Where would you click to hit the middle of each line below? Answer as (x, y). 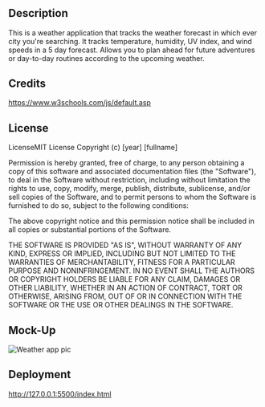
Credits (27, 83)
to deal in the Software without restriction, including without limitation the (129, 180)
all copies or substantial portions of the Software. (90, 230)
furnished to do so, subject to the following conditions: (98, 206)
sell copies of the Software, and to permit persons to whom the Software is (132, 197)
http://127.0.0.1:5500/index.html (60, 394)
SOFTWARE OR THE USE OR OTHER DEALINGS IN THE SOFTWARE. (121, 305)
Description (38, 13)
